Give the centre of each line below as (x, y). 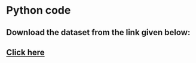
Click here (25, 52)
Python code (39, 10)
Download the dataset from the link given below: (98, 32)
